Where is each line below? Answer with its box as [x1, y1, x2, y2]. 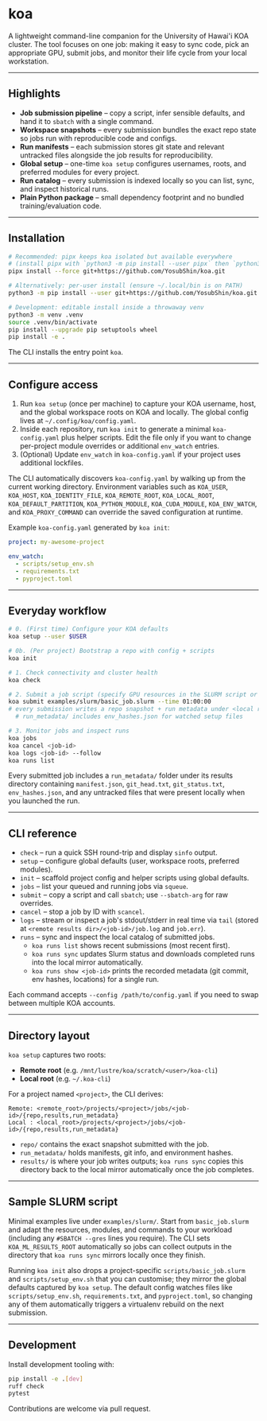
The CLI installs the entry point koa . [8, 347, 123, 357]
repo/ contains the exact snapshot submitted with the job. [19, 1140, 209, 1149]
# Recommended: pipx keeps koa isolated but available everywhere [8, 252, 233, 261]
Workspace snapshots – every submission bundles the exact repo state [19, 125, 257, 134]
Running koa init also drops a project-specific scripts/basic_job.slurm [8, 1265, 246, 1275]
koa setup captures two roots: [8, 1050, 106, 1060]
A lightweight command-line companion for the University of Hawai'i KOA [8, 31, 249, 41]
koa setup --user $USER [8, 633, 87, 641]
